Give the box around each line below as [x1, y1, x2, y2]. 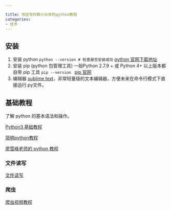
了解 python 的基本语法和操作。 [5, 113, 72, 119]
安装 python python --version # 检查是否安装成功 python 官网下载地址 [12, 56, 158, 62]
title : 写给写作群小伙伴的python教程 [5, 12, 77, 17]
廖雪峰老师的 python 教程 [5, 145, 59, 152]
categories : [5, 16, 31, 22]
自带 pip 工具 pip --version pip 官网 [12, 69, 92, 75]
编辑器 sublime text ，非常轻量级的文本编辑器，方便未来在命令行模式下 [12, 75, 161, 82]
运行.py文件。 [17, 82, 47, 88]
